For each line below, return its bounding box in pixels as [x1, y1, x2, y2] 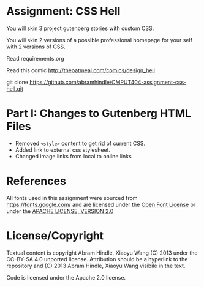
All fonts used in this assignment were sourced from [6, 194, 138, 201]
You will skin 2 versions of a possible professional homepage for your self [6, 36, 193, 43]
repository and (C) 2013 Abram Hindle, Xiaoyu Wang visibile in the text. [6, 262, 186, 269]
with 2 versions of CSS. [6, 43, 66, 50]
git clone [6, 78, 29, 86]
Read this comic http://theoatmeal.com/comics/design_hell [6, 66, 155, 74]
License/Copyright [6, 229, 104, 242]
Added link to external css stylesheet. [15, 146, 111, 154]
